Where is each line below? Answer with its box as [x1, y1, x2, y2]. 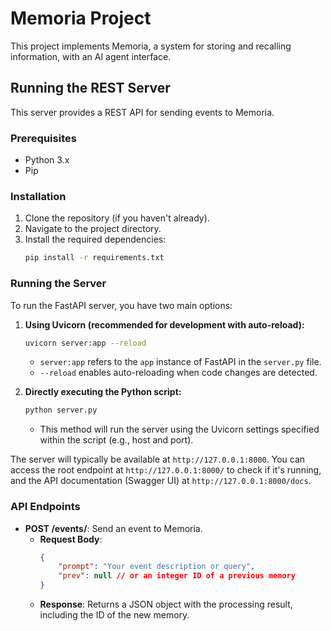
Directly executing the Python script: [24, 386, 182, 398]
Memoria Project [10, 7, 152, 30]
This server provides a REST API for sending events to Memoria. [10, 106, 275, 118]
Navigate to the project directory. [24, 223, 162, 235]
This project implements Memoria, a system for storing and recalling [10, 40, 292, 52]
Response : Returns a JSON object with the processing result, [39, 598, 293, 611]
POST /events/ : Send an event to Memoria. [24, 522, 203, 534]
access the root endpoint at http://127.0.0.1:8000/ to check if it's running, [10, 464, 322, 476]
